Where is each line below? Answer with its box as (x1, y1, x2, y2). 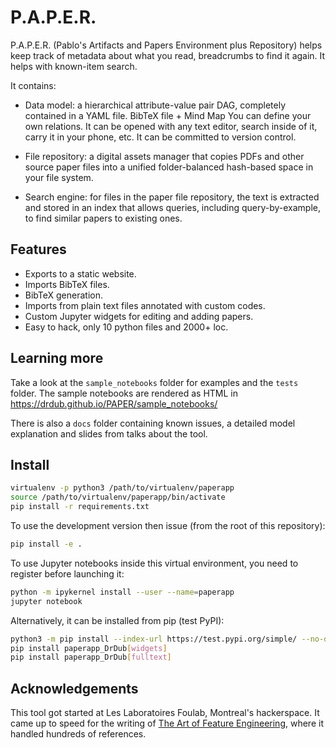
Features (10, 241, 67, 258)
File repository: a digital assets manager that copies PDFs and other (24, 150, 305, 162)
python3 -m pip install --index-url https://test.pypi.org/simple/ (10, 634, 298, 644)
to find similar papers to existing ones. (24, 212, 183, 224)
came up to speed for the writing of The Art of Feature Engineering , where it (10, 717, 324, 730)
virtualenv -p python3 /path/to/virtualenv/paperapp (10, 483, 235, 493)
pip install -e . (10, 539, 83, 549)
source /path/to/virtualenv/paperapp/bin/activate (10, 492, 226, 503)
